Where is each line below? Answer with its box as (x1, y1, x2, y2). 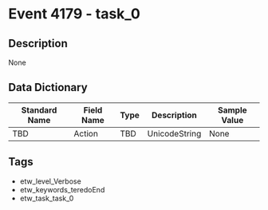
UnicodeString (147, 128, 202, 139)
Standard (21, 105, 57, 116)
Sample (218, 105, 247, 116)
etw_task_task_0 (19, 193, 74, 203)
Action (73, 128, 98, 139)
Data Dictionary (8, 81, 88, 94)
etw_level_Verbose (19, 176, 81, 186)
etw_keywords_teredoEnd (19, 184, 105, 194)
